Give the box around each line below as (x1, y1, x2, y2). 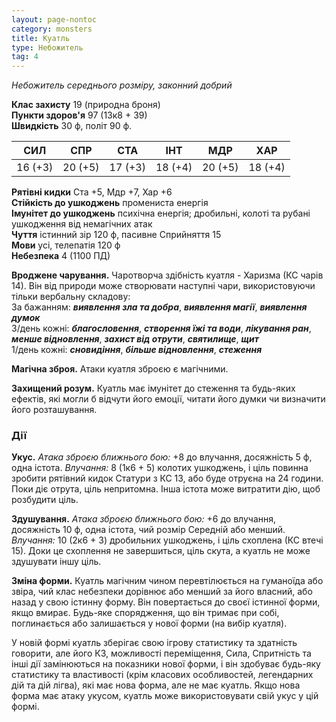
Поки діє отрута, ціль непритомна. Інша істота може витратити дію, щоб (11, 483, 321, 495)
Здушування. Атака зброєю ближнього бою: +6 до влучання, (11, 513, 277, 525)
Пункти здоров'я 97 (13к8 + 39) (11, 109, 148, 121)
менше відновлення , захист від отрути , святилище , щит (11, 333, 259, 345)
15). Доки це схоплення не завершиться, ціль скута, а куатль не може (11, 545, 311, 557)
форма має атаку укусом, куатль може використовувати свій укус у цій (11, 690, 319, 702)
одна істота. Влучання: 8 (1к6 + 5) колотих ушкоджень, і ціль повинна (11, 462, 309, 474)
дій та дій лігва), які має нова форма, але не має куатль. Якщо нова (11, 679, 301, 691)
